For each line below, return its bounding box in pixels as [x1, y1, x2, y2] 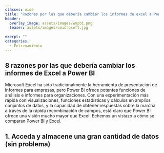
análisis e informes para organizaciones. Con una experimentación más [5, 92, 149, 98]
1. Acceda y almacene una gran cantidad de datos [5, 132, 159, 140]
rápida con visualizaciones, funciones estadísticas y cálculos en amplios [5, 97, 151, 103]
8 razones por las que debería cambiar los [5, 61, 135, 70]
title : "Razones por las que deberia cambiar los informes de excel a [5, 12, 152, 17]
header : [5, 16, 21, 21]
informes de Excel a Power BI [5, 69, 95, 77]
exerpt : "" [5, 35, 27, 39]
